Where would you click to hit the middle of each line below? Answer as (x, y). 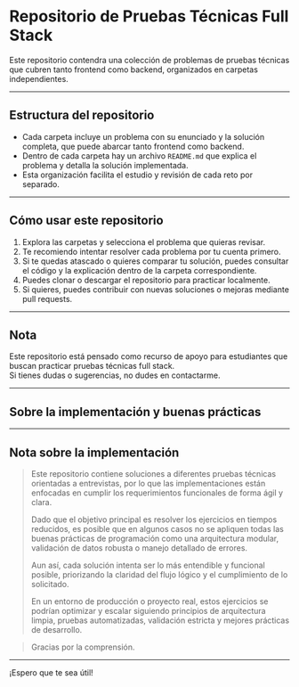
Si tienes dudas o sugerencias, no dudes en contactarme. (115, 375)
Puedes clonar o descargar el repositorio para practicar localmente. (146, 280)
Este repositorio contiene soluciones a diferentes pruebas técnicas (154, 474)
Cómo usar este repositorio (86, 221)
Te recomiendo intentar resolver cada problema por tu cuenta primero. (152, 251)
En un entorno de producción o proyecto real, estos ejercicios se (149, 601)
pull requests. (47, 299)
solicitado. (50, 584)
